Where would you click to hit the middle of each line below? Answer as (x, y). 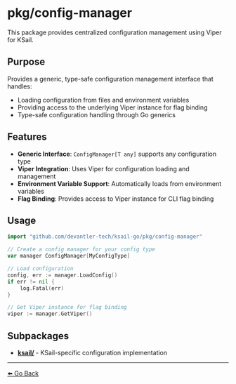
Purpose (26, 62)
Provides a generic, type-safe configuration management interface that (111, 79)
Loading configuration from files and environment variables (103, 100)
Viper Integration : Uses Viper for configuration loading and (103, 168)
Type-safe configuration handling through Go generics (97, 114)
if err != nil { (31, 282)
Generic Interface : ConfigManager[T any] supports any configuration (117, 154)
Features (27, 137)
